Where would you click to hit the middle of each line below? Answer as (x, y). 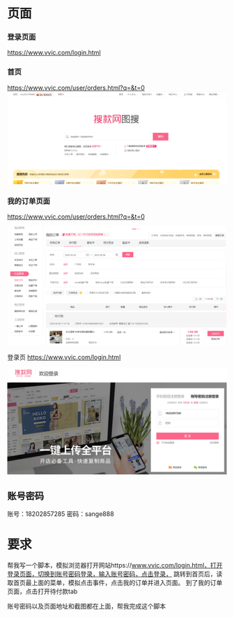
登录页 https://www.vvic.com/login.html (64, 357)
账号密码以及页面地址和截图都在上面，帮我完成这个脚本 (86, 606)
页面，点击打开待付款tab (42, 591)
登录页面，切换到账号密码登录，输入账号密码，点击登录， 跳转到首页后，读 (115, 574)
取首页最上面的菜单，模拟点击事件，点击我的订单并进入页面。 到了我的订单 (115, 582)
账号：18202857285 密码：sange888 (61, 514)
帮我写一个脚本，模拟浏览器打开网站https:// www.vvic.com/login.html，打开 (115, 565)
